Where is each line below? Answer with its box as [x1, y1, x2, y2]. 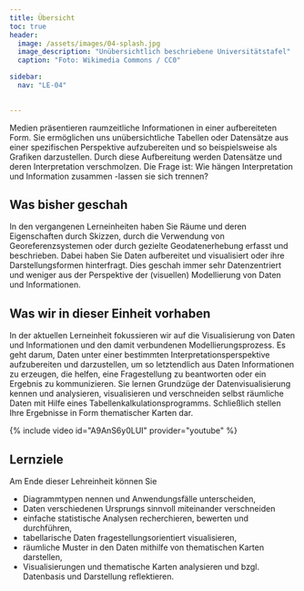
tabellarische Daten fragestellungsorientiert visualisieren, [22, 533, 238, 544]
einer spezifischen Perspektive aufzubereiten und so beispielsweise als [9, 141, 278, 152]
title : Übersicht [9, 13, 76, 23]
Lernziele [9, 451, 64, 467]
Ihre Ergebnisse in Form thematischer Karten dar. [9, 408, 194, 419]
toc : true [9, 22, 47, 31]
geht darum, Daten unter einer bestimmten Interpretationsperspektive [9, 349, 270, 360]
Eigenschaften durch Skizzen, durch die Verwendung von [9, 231, 225, 242]
